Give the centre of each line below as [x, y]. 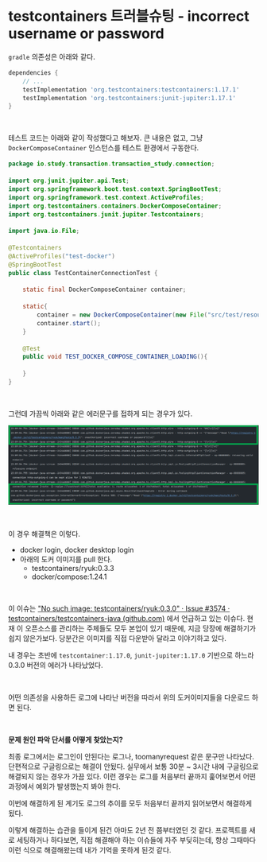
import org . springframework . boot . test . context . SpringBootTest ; [115, 189]
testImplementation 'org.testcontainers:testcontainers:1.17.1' [131, 89]
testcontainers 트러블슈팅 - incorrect [129, 16]
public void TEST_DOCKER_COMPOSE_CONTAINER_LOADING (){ [115, 357]
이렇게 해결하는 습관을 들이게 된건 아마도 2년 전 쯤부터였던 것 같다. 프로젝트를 [128, 830]
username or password [86, 34]
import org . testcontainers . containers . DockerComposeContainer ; [115, 206]
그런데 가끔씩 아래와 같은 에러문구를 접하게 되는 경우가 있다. [101, 414]
